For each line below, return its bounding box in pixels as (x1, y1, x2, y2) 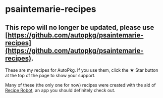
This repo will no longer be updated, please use (5, 23, 155, 32)
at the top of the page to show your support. (5, 73, 96, 78)
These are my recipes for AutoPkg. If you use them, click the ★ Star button (5, 67, 159, 73)
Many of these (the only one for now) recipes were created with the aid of (5, 82, 156, 88)
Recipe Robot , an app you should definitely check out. (5, 88, 115, 93)
